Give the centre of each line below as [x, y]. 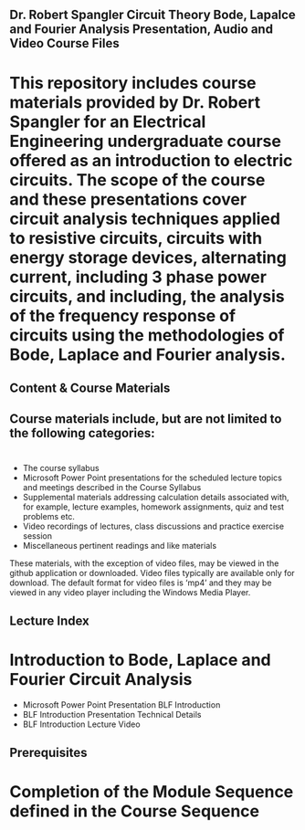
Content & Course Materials [90, 388]
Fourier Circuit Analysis [101, 680]
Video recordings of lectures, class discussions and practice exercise [153, 526]
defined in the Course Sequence [135, 811]
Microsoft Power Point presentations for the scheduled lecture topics [152, 478]
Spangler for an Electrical [108, 121]
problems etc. [49, 516]
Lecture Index [49, 620]
